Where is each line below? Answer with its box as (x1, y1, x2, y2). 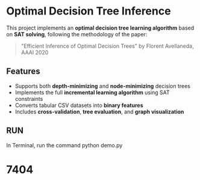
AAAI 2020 (20, 48, 49, 56)
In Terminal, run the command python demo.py (6, 141, 123, 149)
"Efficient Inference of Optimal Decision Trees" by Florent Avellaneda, (20, 42, 194, 50)
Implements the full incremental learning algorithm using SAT (14, 89, 170, 96)
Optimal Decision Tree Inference (6, 4, 171, 18)
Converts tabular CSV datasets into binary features (14, 101, 143, 109)
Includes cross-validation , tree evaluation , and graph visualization (14, 108, 184, 115)
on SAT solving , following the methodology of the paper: (6, 30, 148, 37)
